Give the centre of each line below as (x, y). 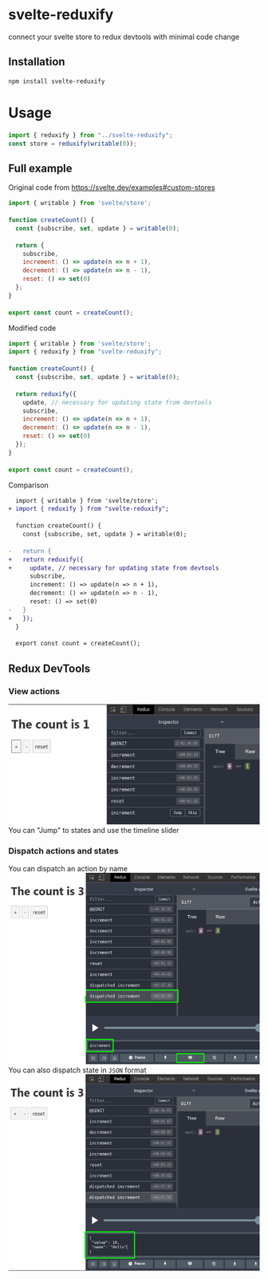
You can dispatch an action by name (68, 868)
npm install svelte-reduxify (57, 81)
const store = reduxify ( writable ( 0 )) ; (73, 144)
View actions (34, 691)
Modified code (32, 328)
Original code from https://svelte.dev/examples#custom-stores (112, 188)
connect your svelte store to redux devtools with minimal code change (124, 37)
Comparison (29, 485)
